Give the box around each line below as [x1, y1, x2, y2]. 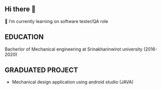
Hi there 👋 [4, 5, 36, 13]
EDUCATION [4, 33, 44, 41]
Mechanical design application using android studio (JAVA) [11, 79, 133, 85]
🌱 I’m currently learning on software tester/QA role [4, 18, 108, 24]
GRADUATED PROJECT [4, 66, 78, 74]
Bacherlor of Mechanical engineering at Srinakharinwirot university [4, 46, 143, 52]
